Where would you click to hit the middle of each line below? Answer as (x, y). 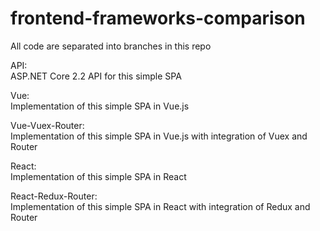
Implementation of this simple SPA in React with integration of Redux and (160, 206)
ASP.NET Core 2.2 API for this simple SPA (96, 76)
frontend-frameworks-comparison (158, 18)
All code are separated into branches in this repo (111, 46)
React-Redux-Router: (54, 196)
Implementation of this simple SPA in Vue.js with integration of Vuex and (159, 136)
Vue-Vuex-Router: (47, 125)
